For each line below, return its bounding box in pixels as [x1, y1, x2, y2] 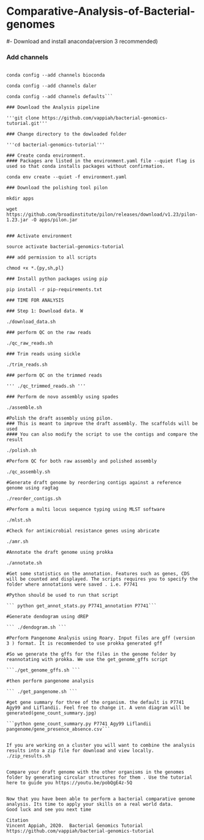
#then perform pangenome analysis [6, 678, 95, 684]
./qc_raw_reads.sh [6, 340, 53, 347]
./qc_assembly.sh [6, 469, 51, 475]
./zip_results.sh [6, 753, 51, 759]
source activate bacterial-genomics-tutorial [6, 244, 124, 250]
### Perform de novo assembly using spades [6, 394, 119, 400]
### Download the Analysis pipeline [6, 104, 100, 111]
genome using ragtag [6, 485, 59, 491]
